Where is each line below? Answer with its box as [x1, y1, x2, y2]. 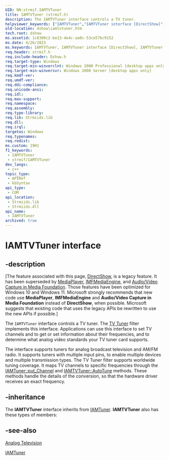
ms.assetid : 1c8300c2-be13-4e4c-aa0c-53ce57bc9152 [5, 36, 114, 41]
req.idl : [5, 92, 24, 97]
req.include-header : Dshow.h [5, 54, 66, 59]
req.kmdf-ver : [5, 73, 35, 78]
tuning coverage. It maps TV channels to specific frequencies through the [5, 362, 158, 368]
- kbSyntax [7, 181, 30, 186]
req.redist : [5, 139, 30, 144]
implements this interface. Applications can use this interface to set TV [5, 326, 152, 332]
